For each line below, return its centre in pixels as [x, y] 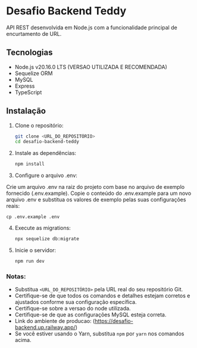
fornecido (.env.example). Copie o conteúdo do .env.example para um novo [99, 193]
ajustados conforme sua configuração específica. [76, 302]
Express [25, 86]
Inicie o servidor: [35, 250]
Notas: [16, 276]
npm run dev [29, 261]
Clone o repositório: [39, 125]
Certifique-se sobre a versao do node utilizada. [73, 309]
